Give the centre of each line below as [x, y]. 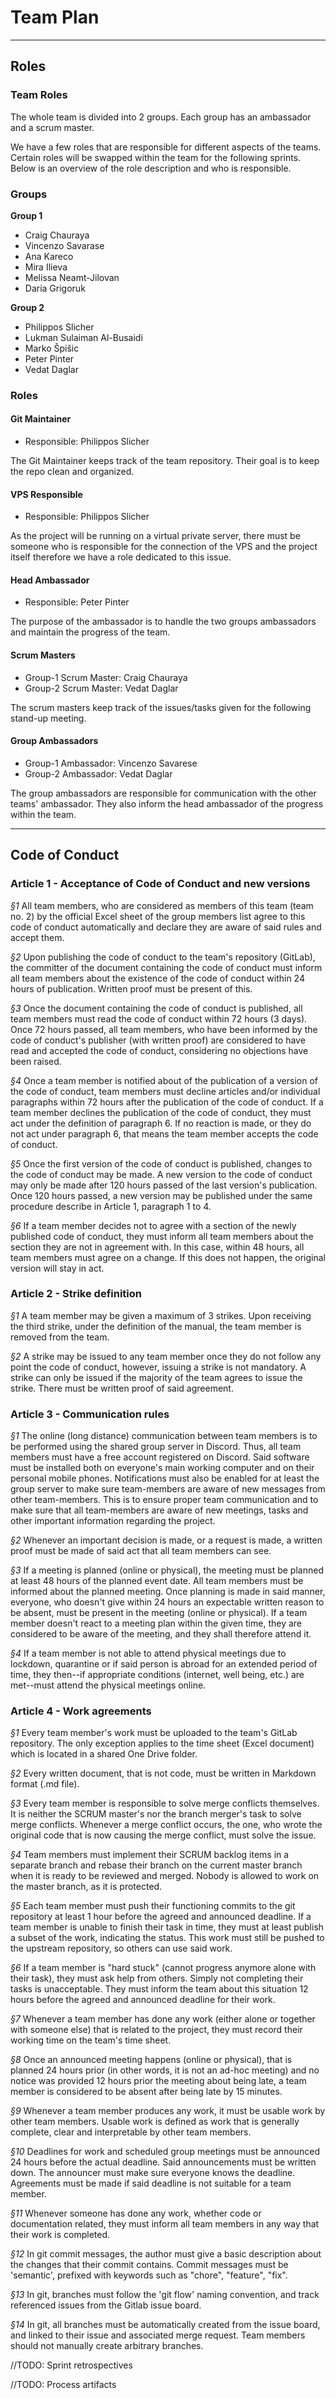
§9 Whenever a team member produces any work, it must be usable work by [168, 2111]
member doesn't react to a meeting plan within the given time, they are [156, 1623]
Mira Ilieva [46, 267]
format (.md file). [45, 1784]
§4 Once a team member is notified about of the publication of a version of [164, 1080]
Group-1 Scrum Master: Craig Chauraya [106, 677]
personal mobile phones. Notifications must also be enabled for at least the [165, 1478]
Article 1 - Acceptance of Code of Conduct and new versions [160, 884]
